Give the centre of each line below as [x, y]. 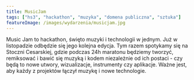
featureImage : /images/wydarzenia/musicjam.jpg [66, 23]
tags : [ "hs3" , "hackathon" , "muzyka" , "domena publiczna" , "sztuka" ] [94, 17]
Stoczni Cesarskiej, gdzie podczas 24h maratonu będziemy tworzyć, [90, 52]
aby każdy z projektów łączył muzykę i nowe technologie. [76, 71]
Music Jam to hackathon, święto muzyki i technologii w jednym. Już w [92, 40]
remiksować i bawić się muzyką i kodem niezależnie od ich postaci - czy [95, 58]
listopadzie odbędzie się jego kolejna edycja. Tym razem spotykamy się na [97, 46]
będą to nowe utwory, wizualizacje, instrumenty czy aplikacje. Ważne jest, [97, 65]
